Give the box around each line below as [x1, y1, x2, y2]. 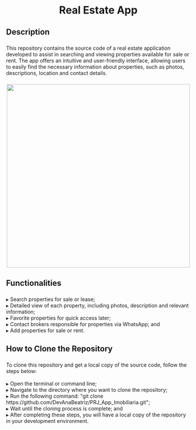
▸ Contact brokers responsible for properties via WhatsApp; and [6, 320, 160, 327]
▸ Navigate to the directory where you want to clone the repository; [6, 387, 168, 394]
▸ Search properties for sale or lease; [6, 296, 95, 303]
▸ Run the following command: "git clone [6, 392, 104, 399]
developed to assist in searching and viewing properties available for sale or [6, 50, 190, 57]
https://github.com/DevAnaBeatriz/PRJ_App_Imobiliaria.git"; [6, 399, 150, 406]
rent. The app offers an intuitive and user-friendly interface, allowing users [6, 57, 186, 64]
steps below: [6, 368, 37, 375]
